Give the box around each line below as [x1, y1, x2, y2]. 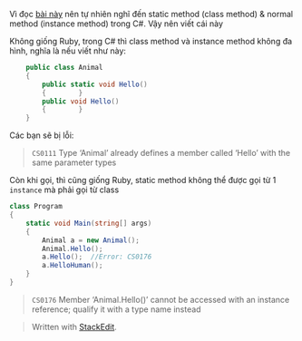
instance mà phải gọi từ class [9, 184, 120, 195]
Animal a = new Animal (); [42, 236, 141, 245]
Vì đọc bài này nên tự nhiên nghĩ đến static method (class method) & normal [9, 9, 293, 19]
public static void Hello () [42, 80, 148, 89]
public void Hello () [42, 96, 120, 106]
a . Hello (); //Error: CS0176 [42, 252, 152, 262]
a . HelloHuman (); [42, 261, 103, 270]
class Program [9, 202, 63, 211]
